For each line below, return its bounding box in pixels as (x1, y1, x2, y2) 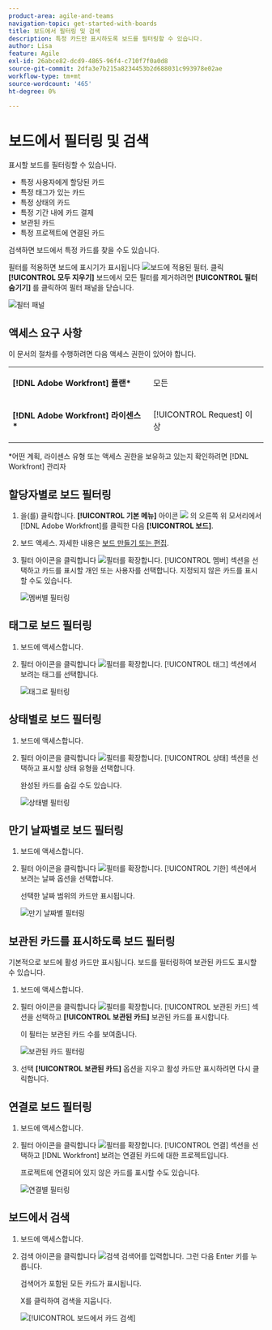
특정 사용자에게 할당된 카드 (19, 178, 105, 187)
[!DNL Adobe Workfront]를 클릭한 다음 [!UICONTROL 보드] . (19, 521, 214, 530)
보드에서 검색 (8, 1211, 70, 1225)
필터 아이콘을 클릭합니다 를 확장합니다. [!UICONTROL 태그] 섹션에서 (19, 659, 257, 669)
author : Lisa (8, 42, 53, 50)
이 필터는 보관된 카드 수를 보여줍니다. (19, 1029, 138, 1039)
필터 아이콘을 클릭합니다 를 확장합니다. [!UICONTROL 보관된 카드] (19, 1002, 251, 1012)
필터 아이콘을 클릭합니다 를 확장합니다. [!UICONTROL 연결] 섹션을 (19, 1140, 251, 1150)
